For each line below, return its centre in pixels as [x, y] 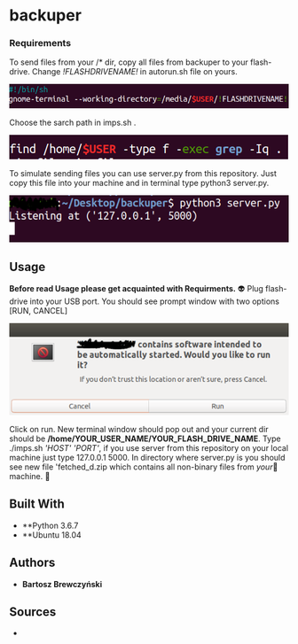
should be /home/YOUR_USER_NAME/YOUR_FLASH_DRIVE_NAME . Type [145, 438]
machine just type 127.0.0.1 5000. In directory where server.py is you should [147, 457]
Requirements [40, 43]
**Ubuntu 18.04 [51, 535]
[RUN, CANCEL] [39, 311]
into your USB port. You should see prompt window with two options [154, 301]
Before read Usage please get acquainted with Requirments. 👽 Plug [137, 289]
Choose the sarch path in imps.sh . [73, 123]
